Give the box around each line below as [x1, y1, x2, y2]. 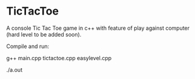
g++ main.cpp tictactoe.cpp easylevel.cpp [6, 54, 112, 61]
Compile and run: [6, 43, 50, 50]
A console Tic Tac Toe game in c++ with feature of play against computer [6, 24, 190, 32]
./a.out [6, 66, 23, 74]
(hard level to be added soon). [6, 30, 82, 38]
